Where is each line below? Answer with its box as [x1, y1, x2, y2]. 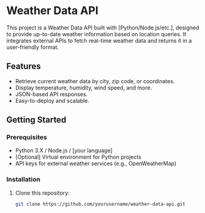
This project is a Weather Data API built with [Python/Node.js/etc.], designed [6, 24, 199, 31]
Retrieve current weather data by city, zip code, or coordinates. [15, 77, 175, 84]
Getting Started [6, 114, 67, 125]
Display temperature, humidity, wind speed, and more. [15, 84, 152, 91]
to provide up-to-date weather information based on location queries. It [6, 30, 187, 37]
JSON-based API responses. [15, 90, 88, 98]
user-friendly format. [6, 43, 59, 51]
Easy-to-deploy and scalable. [15, 97, 90, 104]
